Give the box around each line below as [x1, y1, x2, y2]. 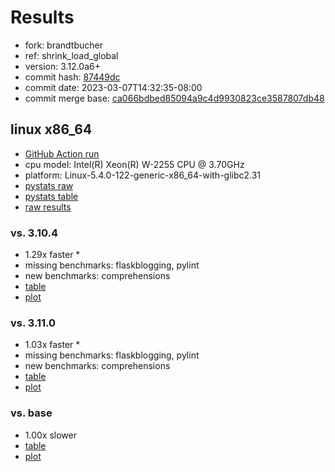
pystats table [24, 190, 79, 202]
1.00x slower [24, 429, 77, 441]
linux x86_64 [10, 121, 93, 138]
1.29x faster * [24, 249, 81, 261]
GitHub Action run [24, 147, 100, 160]
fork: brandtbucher [24, 39, 103, 51]
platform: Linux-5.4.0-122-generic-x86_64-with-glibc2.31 [24, 169, 262, 181]
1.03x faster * [24, 339, 81, 351]
